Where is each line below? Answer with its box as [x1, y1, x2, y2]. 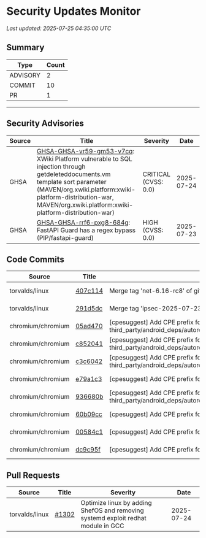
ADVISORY [9, 71, 41, 79]
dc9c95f [75, 445, 101, 454]
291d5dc [75, 304, 103, 313]
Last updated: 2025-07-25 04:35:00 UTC [6, 25, 112, 32]
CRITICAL [142, 170, 170, 179]
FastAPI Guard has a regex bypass [36, 226, 136, 234]
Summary [6, 42, 45, 53]
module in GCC [80, 521, 124, 530]
